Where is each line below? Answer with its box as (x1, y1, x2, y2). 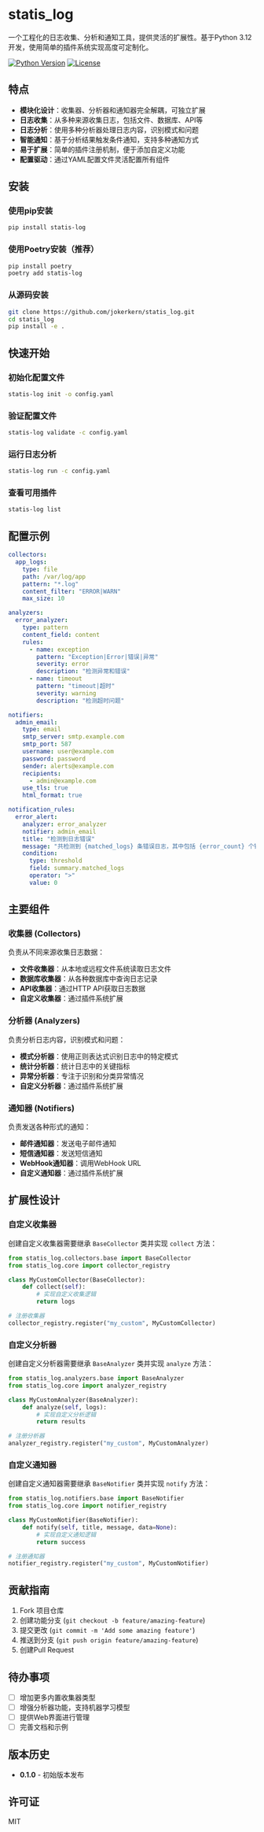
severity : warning (36, 689, 97, 698)
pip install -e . (8, 323, 65, 331)
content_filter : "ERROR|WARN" (22, 587, 122, 595)
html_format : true (22, 791, 82, 800)
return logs (36, 1297, 76, 1306)
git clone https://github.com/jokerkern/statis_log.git (8, 308, 195, 316)
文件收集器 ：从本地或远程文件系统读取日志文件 (19, 964, 171, 974)
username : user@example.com (22, 748, 114, 756)
